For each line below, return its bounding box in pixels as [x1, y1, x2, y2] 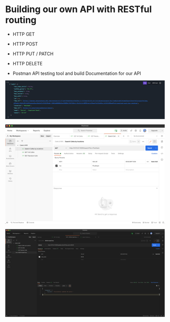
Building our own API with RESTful [5, 4, 152, 15]
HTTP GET [12, 31, 35, 37]
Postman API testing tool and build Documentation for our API [12, 70, 141, 76]
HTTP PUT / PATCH [12, 51, 54, 57]
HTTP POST [12, 41, 38, 47]
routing [5, 14, 37, 26]
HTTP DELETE [12, 60, 43, 66]
